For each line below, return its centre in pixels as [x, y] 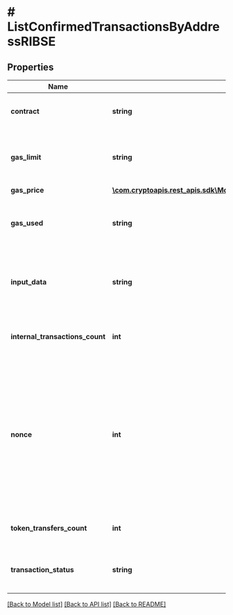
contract [25, 111]
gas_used [27, 223]
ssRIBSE [32, 42]
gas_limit [26, 157]
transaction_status [42, 570]
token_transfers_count [49, 528]
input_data [29, 282]
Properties [31, 67]
